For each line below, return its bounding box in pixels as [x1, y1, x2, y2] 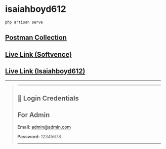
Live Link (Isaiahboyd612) [5, 67, 85, 75]
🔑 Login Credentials [17, 94, 79, 102]
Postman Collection [5, 34, 67, 42]
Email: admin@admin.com [17, 124, 71, 130]
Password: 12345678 [17, 133, 61, 139]
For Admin [17, 111, 50, 119]
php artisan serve [5, 20, 43, 25]
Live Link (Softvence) [5, 50, 72, 59]
